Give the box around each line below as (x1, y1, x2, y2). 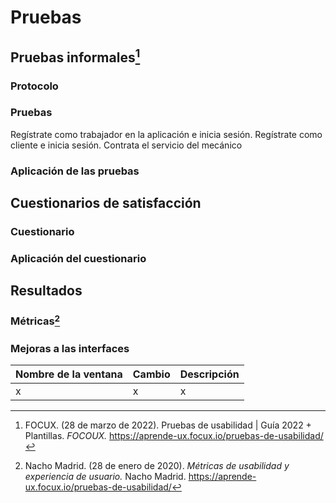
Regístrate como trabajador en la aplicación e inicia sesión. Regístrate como (10, 128, 323, 140)
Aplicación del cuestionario (10, 251, 147, 265)
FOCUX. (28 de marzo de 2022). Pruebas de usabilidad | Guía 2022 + (24, 419, 312, 431)
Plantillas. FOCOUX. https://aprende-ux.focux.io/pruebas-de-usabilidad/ (24, 430, 324, 442)
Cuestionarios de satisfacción (10, 195, 202, 212)
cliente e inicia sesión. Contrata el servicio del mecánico (10, 139, 243, 151)
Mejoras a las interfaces (10, 341, 130, 355)
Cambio (132, 367, 171, 381)
